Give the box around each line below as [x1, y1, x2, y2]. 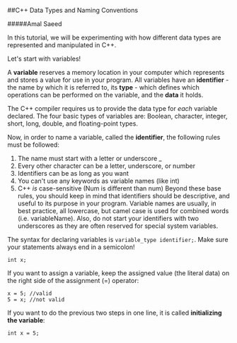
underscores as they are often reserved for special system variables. [17, 222, 219, 230]
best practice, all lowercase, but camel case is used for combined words [17, 207, 229, 215]
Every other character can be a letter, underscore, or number [17, 162, 196, 170]
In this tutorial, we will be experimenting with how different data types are [7, 33, 221, 42]
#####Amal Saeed [7, 20, 62, 28]
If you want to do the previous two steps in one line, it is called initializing [7, 308, 222, 317]
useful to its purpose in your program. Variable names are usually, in [17, 199, 217, 207]
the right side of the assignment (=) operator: [7, 277, 139, 284]
